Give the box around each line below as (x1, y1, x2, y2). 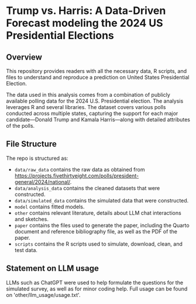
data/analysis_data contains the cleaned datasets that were (14, 184, 160, 191)
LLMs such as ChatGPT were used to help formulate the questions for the (6, 279, 183, 286)
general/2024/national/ (14, 178, 70, 185)
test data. (14, 246, 38, 253)
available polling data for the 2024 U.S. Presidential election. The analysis (6, 97, 184, 104)
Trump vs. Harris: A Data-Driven (6, 4, 166, 18)
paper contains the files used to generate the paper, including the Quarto (14, 222, 190, 229)
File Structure (6, 139, 57, 149)
